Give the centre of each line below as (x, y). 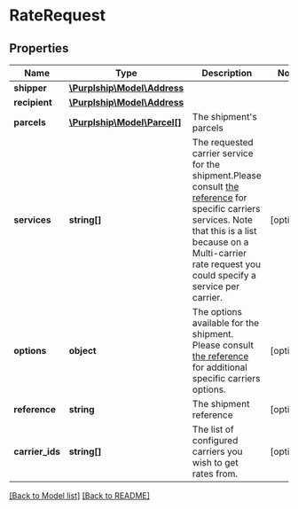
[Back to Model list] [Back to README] (80, 496)
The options (217, 312)
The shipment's (224, 117)
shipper (30, 88)
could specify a (224, 275)
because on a (220, 242)
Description (227, 73)
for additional (220, 367)
